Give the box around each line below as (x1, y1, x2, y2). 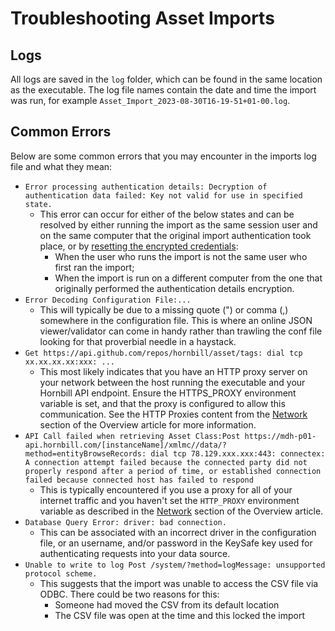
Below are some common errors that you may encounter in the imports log (10, 150, 317, 162)
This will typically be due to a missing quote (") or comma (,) (39, 303, 289, 316)
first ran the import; (54, 261, 135, 273)
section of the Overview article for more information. (39, 418, 257, 431)
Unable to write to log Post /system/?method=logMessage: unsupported (24, 560, 326, 570)
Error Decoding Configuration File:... (24, 295, 192, 305)
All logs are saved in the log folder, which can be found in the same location (10, 73, 323, 85)
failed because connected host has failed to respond (24, 475, 254, 485)
